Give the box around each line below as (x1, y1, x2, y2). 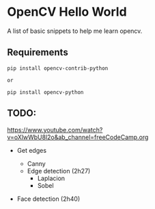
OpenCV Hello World (7, 4, 128, 20)
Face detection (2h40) (16, 195, 81, 203)
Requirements (7, 47, 68, 58)
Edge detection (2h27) (27, 167, 91, 175)
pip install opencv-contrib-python (7, 64, 109, 72)
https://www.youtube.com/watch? (7, 125, 103, 134)
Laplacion (37, 174, 66, 182)
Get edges (16, 146, 46, 154)
